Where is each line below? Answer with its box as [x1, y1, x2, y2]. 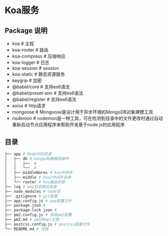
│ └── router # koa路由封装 [5, 180, 65, 185]
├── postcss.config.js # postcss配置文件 [5, 221, 90, 227]
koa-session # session [12, 65, 59, 71]
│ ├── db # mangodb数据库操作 [5, 156, 69, 161]
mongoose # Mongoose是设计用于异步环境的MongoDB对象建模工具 [12, 109, 153, 115]
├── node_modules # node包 [5, 189, 61, 194]
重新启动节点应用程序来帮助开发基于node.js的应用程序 [12, 122, 125, 128]
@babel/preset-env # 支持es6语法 [12, 90, 84, 96]
